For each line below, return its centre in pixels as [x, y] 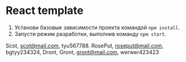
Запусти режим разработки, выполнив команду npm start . [90, 33]
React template [45, 11]
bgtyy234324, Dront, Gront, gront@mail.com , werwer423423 [82, 52]
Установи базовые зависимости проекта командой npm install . [97, 27]
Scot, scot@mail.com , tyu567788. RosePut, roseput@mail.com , [85, 46]
